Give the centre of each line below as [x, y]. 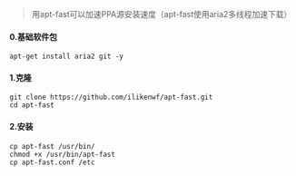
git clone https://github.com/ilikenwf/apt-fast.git [111, 98]
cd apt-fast [32, 105]
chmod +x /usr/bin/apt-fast [63, 154]
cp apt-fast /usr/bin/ [52, 146]
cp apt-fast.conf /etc [52, 162]
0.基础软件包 [33, 36]
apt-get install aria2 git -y [67, 57]
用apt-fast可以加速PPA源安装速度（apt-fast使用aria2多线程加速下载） [162, 14]
